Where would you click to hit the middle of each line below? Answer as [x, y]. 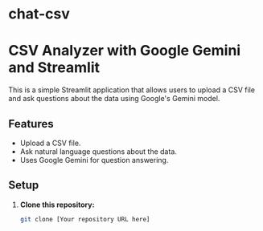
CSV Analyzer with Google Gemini [125, 51]
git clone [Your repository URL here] [85, 219]
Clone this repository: [57, 205]
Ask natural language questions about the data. [98, 151]
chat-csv [39, 14]
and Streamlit [54, 68]
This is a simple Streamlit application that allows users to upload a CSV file [132, 90]
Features [31, 124]
